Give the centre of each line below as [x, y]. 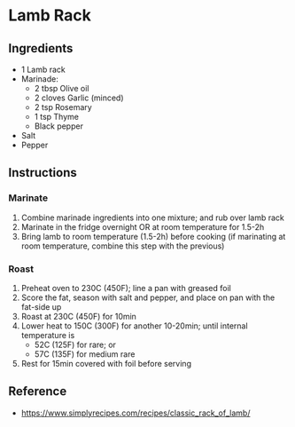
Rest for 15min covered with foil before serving [106, 363]
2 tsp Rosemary [63, 107]
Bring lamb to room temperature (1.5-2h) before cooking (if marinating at [153, 236]
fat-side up [41, 306]
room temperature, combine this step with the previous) [123, 246]
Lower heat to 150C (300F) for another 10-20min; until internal [135, 326]
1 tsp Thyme [56, 117]
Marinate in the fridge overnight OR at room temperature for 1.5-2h [143, 226]
